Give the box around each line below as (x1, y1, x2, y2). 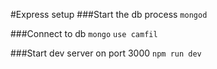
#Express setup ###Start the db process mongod (10, 9, 208, 20)
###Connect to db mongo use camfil (10, 28, 158, 39)
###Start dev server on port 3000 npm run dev (10, 47, 202, 59)
